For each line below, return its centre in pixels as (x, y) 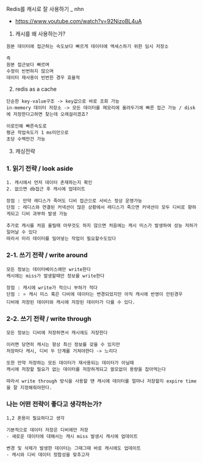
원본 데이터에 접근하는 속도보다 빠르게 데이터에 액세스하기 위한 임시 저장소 (87, 46)
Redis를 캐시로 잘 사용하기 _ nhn (45, 9)
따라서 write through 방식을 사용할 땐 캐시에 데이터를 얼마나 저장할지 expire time (101, 381)
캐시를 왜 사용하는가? (40, 34)
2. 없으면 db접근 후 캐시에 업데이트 (46, 189)
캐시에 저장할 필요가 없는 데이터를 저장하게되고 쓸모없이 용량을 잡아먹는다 (86, 369)
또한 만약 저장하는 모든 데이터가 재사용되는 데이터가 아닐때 (70, 363)
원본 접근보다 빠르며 (28, 65)
